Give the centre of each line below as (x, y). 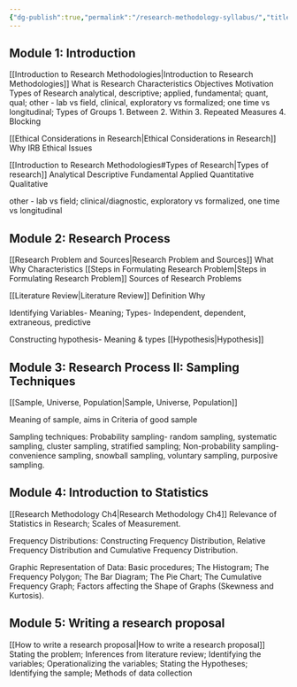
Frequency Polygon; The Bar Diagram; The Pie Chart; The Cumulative (136, 576)
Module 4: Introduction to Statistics (109, 493)
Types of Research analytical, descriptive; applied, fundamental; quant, (139, 93)
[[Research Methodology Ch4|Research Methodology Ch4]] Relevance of (143, 513)
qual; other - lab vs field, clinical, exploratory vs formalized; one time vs (140, 103)
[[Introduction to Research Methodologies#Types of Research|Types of (139, 166)
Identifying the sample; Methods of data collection (101, 673)
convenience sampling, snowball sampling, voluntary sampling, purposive (144, 456)
